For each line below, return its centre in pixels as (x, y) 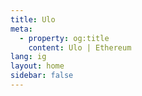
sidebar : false (42, 76)
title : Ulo (33, 19)
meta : (21, 29)
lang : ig (28, 57)
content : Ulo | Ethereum (80, 47)
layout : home (37, 66)
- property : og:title (64, 38)
